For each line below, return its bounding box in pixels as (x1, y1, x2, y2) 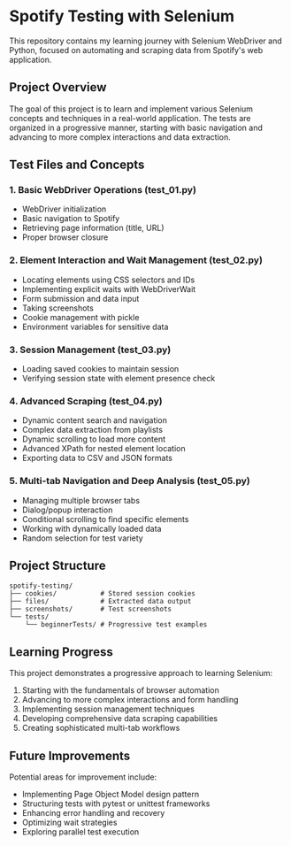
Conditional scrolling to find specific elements (21, 513, 189, 524)
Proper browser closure (21, 232, 109, 242)
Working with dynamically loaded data (21, 523, 162, 534)
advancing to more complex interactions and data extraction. (9, 131, 232, 142)
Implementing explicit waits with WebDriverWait (21, 283, 196, 294)
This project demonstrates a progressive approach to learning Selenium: (9, 668, 273, 679)
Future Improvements (9, 748, 131, 763)
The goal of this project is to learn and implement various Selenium (9, 104, 254, 114)
